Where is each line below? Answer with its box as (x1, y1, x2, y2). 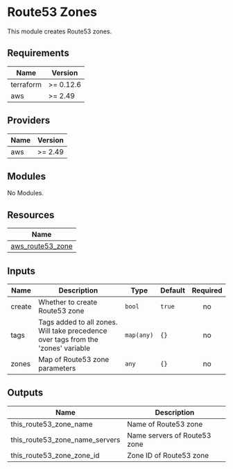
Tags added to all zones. (37, 318, 118, 327)
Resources (7, 209, 55, 221)
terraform (10, 79, 42, 89)
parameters (37, 363, 76, 372)
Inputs (7, 265, 36, 277)
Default (160, 286, 186, 295)
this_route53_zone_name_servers (10, 435, 121, 445)
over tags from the (37, 335, 98, 344)
